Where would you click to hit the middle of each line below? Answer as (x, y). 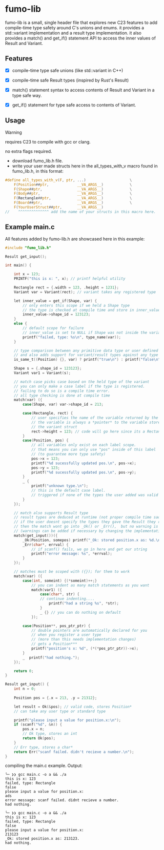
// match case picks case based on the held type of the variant (82, 382)
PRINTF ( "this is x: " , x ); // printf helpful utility (70, 279)
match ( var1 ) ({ (47, 590)
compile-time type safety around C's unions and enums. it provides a (75, 27)
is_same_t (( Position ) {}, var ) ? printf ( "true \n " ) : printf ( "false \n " (87, 360)
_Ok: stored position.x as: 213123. (42, 839)
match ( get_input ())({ (36, 536)
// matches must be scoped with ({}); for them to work (72, 572)
